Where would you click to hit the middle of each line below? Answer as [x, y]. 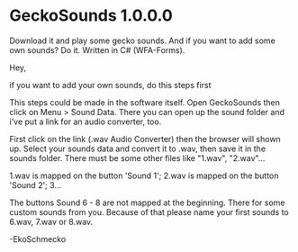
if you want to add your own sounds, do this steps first [110, 85]
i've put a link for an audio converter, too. [86, 121]
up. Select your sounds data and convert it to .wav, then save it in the [138, 148]
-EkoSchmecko [38, 238]
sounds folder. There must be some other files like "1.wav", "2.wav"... [137, 157]
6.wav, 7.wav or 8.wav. [51, 221]
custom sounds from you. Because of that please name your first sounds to [149, 211]
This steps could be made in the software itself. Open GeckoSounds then [145, 102]
